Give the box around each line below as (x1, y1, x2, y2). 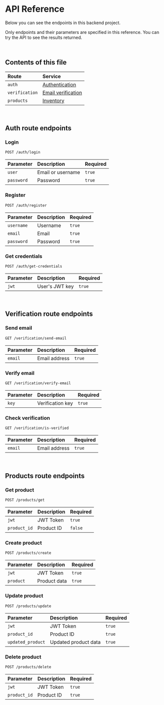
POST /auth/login (5, 150, 41, 155)
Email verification (42, 89, 82, 96)
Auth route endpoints (5, 124, 72, 132)
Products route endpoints (5, 471, 85, 480)
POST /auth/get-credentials (5, 264, 63, 269)
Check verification (5, 414, 50, 421)
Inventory (42, 97, 65, 104)
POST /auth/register (5, 203, 47, 208)
